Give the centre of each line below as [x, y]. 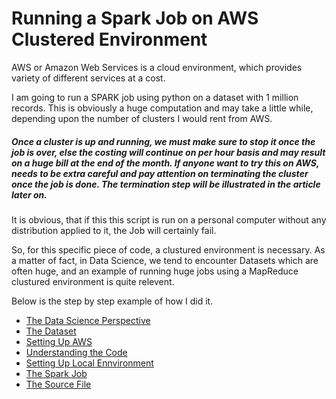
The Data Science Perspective [88, 320]
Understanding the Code [76, 352]
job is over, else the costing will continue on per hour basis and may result [168, 152]
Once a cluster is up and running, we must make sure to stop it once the [163, 141]
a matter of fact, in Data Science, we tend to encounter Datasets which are [165, 260]
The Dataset [51, 331]
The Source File [58, 384]
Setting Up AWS [59, 341]
